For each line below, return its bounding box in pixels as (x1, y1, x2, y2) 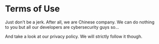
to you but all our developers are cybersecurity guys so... (5, 24, 120, 30)
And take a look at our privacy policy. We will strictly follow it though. (5, 33, 143, 39)
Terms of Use (5, 3, 60, 14)
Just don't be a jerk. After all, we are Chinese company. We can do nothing (5, 19, 155, 25)
